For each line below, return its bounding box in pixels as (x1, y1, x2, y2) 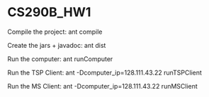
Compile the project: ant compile (7, 27, 103, 36)
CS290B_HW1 (7, 4, 91, 20)
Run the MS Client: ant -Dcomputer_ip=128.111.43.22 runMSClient (7, 82, 198, 90)
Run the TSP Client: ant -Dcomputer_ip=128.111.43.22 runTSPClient (7, 68, 202, 77)
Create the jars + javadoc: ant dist (7, 41, 106, 49)
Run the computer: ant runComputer (7, 54, 113, 63)
